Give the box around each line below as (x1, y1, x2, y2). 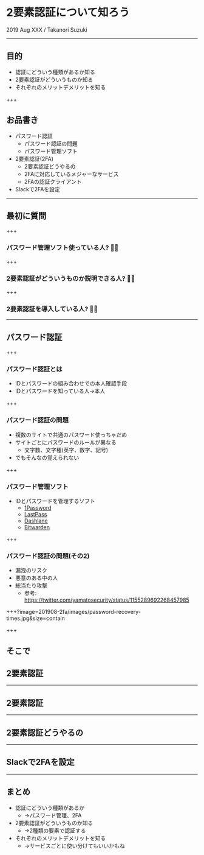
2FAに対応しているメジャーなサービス (24, 170, 119, 177)
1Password (24, 504, 52, 512)
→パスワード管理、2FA (24, 811, 82, 819)
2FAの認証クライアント (24, 178, 82, 185)
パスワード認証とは (6, 365, 63, 373)
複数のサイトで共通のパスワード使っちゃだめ (15, 431, 127, 438)
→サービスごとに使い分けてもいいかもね (24, 842, 125, 850)
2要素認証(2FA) (15, 155, 53, 162)
